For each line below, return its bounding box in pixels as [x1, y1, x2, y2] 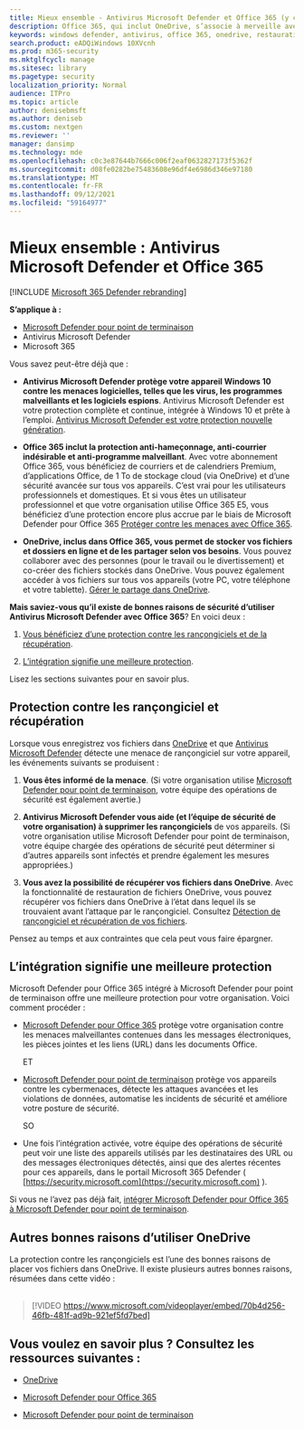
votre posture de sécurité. [22, 1103, 119, 1114]
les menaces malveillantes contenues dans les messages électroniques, [22, 1029, 291, 1041]
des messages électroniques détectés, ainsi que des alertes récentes [22, 1157, 281, 1168]
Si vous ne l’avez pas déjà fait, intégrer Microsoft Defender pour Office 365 [9, 1194, 290, 1205]
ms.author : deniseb [9, 114, 83, 123]
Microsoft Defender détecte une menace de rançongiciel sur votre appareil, [9, 748, 291, 758]
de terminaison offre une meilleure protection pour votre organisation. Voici [9, 993, 290, 1004]
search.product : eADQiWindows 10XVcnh [9, 38, 156, 48]
